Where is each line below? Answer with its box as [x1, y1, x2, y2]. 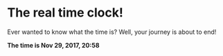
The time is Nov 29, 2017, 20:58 [7, 41, 100, 49]
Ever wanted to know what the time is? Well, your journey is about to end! [7, 28, 217, 36]
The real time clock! [7, 5, 123, 21]
